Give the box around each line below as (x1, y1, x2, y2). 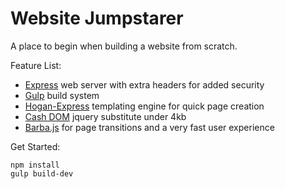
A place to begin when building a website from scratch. (10, 40, 238, 52)
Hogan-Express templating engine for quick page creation (24, 100, 265, 112)
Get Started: (10, 140, 61, 152)
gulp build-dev (10, 168, 74, 179)
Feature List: (10, 59, 62, 71)
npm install (10, 160, 60, 170)
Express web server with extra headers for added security (24, 78, 265, 91)
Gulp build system (24, 89, 100, 101)
